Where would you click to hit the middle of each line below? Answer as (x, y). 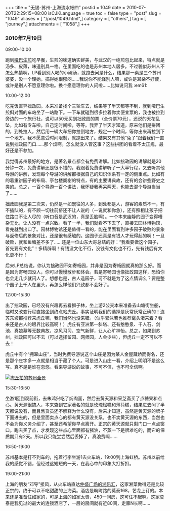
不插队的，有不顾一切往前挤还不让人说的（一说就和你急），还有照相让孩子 (82, 211)
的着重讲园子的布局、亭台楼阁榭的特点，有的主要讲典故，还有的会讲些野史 (83, 181)
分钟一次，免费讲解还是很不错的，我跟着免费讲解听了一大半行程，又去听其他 (85, 168)
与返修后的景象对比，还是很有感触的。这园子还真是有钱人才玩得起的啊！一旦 (85, 236)
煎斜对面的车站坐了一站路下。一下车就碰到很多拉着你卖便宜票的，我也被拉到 (85, 112)
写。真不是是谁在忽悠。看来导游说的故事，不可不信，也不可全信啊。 (76, 367)
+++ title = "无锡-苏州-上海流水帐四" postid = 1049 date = (65, 7)
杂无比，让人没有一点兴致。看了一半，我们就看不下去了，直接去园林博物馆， (85, 223)
